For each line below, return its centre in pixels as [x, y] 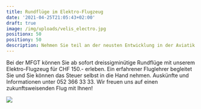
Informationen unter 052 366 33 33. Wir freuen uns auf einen [82, 81]
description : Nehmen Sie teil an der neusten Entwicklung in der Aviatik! [102, 46]
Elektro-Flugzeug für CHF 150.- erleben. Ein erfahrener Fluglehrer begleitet [99, 69]
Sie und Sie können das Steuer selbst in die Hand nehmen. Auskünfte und [98, 75]
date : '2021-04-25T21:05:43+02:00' [51, 17]
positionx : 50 [24, 34]
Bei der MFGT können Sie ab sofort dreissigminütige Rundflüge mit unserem [101, 62]
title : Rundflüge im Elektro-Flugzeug [55, 12]
